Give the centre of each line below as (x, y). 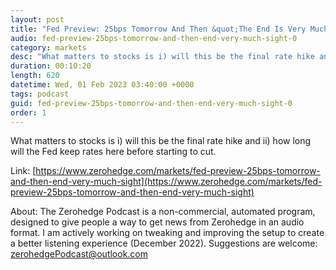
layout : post (37, 19)
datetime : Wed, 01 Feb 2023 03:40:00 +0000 (102, 85)
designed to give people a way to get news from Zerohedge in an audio (157, 222)
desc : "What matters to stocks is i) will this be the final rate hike (162, 57)
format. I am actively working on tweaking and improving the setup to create (167, 233)
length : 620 (35, 76)
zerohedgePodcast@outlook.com (79, 254)
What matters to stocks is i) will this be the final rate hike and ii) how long (161, 141)
